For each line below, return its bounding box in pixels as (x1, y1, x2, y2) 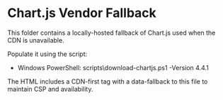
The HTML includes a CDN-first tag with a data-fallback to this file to (7, 77, 208, 86)
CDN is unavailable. (7, 35, 65, 44)
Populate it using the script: (7, 50, 87, 58)
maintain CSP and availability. (7, 84, 93, 93)
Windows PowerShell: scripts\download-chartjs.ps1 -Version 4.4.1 (17, 63, 209, 72)
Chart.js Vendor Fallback (7, 5, 157, 21)
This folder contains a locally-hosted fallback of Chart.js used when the (7, 28, 216, 37)
